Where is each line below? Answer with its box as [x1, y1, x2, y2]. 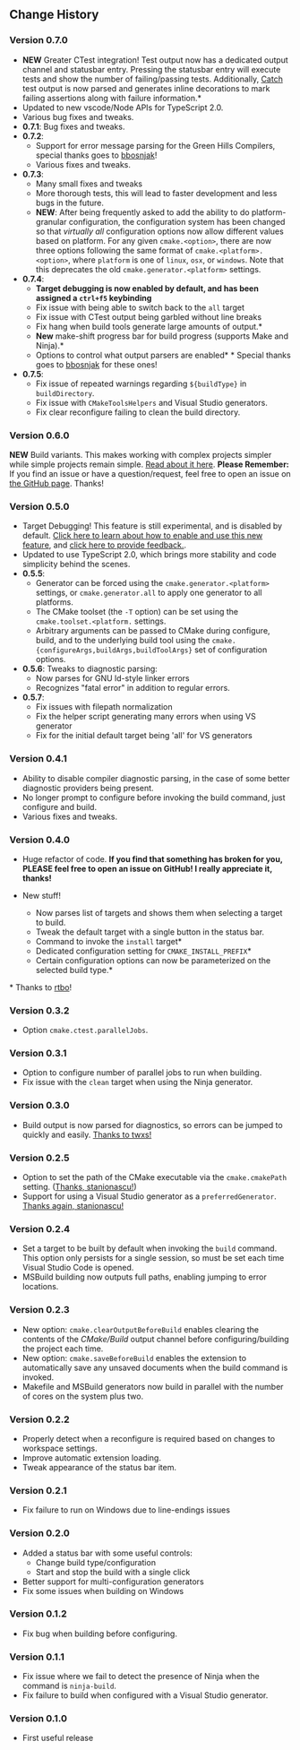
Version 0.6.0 [9, 429, 70, 442]
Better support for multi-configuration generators [21, 1576, 204, 1587]
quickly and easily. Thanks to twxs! [21, 1129, 152, 1140]
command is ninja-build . [21, 1680, 116, 1692]
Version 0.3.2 [9, 1004, 70, 1016]
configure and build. [21, 801, 97, 812]
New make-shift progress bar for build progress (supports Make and [35, 331, 289, 341]
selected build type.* [35, 964, 114, 975]
